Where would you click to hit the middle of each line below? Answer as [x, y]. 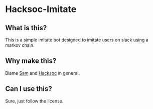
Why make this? [31, 61]
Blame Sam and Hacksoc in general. [43, 73]
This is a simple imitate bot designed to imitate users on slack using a [77, 40]
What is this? [26, 28]
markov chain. [20, 45]
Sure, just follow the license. [34, 101]
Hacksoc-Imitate [41, 9]
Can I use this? [29, 89]
